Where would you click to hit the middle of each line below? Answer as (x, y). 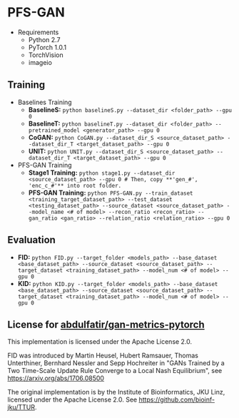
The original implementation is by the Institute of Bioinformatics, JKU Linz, (116, 392)
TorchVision (46, 55)
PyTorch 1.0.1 (47, 47)
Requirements (38, 32)
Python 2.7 (44, 39)
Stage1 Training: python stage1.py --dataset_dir (102, 173)
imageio (40, 62)
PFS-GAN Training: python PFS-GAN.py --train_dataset (111, 193)
